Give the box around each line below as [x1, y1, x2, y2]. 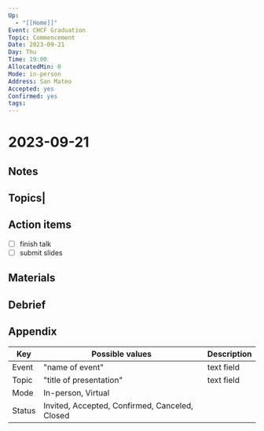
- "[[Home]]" [15, 19, 58, 27]
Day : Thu [8, 48, 37, 56]
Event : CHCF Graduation [8, 26, 86, 34]
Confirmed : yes [8, 92, 58, 100]
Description [207, 348, 252, 359]
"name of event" [42, 362, 104, 373]
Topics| [8, 191, 46, 205]
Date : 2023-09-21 [8, 41, 65, 49]
